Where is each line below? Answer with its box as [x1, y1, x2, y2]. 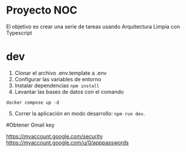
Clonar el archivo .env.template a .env [14, 69, 107, 77]
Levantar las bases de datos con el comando [14, 88, 124, 95]
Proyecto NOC [6, 4, 78, 17]
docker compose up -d [6, 100, 60, 105]
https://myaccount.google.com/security [6, 133, 103, 140]
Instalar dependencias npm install [14, 82, 100, 89]
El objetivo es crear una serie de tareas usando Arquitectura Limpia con [6, 23, 180, 30]
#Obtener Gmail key [6, 121, 55, 128]
